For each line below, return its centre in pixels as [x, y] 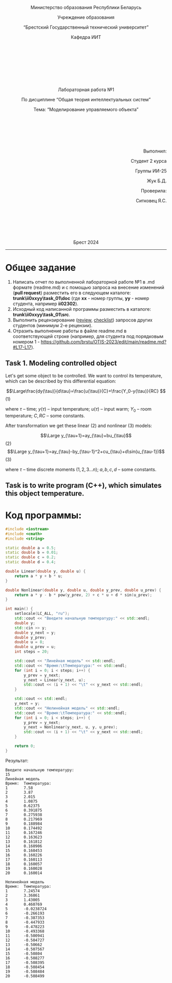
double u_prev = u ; [35, 647]
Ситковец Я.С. [151, 201]
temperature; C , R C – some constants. [45, 415]
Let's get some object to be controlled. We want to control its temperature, [84, 375]
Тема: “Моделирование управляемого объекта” [86, 109]
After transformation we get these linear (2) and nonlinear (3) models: [79, 425]
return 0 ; [25, 746]
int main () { [19, 609]
